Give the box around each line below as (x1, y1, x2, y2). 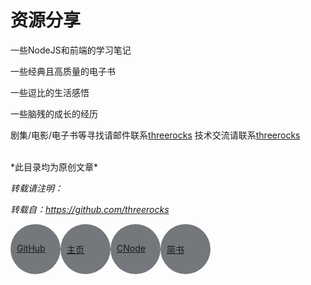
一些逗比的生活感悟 (10, 86, 90, 98)
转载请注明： (10, 182, 63, 194)
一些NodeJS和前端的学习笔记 (10, 44, 132, 56)
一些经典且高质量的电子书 (10, 65, 116, 77)
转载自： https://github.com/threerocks (10, 203, 170, 215)
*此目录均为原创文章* (10, 161, 99, 173)
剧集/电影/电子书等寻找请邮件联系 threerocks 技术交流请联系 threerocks (10, 129, 301, 141)
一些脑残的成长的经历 (10, 107, 98, 120)
